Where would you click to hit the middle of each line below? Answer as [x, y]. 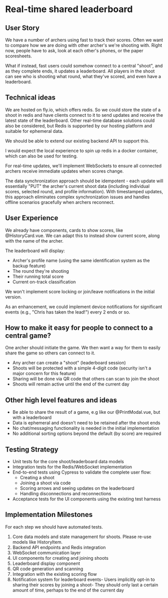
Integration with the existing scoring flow [54, 574]
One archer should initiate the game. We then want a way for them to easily [83, 348]
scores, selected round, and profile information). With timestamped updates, [84, 191]
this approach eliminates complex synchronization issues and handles [77, 197]
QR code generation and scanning [48, 569]
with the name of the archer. [34, 241]
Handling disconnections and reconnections [65, 494]
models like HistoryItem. [37, 542]
